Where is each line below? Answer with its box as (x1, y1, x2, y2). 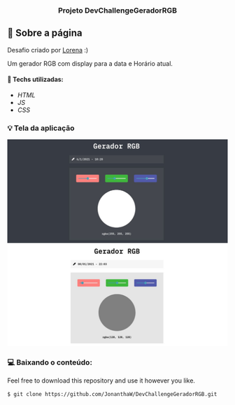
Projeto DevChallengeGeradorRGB (58, 6, 177, 15)
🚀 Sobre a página (7, 27, 83, 39)
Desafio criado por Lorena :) (7, 45, 89, 54)
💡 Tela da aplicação (7, 123, 75, 133)
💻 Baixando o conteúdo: (7, 357, 93, 367)
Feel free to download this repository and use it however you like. (7, 376, 196, 385)
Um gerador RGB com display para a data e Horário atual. (7, 59, 173, 68)
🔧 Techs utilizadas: (7, 76, 64, 84)
